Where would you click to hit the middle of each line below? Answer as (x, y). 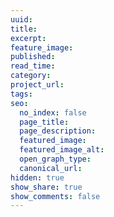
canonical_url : (51, 168)
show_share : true (46, 187)
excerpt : (28, 38)
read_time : (33, 66)
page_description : (58, 131)
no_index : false (53, 112)
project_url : (37, 85)
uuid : (21, 19)
